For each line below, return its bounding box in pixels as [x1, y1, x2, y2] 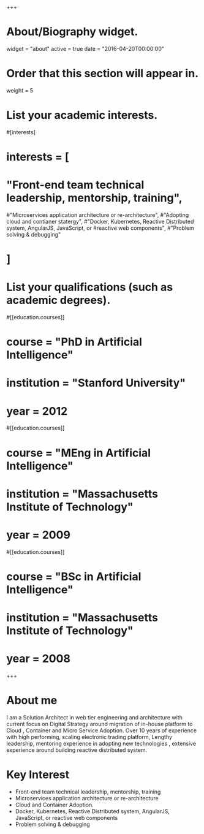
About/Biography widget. [6, 25, 138, 39]
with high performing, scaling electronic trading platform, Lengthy [6, 733, 173, 740]
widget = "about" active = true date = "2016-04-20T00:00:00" [6, 45, 164, 52]
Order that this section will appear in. [6, 67, 199, 80]
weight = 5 [6, 86, 34, 94]
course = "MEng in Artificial [6, 445, 151, 460]
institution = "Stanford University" [6, 376, 186, 390]
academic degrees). [6, 294, 111, 307]
